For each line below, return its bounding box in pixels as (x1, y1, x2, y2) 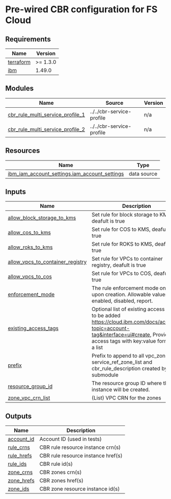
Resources (5, 147, 40, 155)
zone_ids (8, 485, 30, 492)
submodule (91, 371, 119, 378)
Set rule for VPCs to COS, (91, 270, 153, 277)
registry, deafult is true (91, 262, 146, 269)
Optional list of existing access (91, 305, 165, 313)
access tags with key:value (91, 338, 156, 345)
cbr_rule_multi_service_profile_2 (8, 126, 85, 133)
